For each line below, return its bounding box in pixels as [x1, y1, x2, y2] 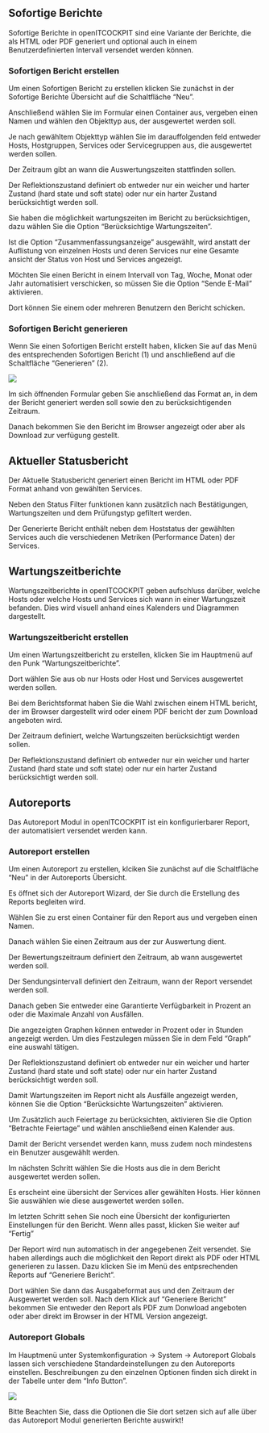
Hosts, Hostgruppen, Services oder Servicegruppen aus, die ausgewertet [8, 140, 252, 150]
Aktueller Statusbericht [8, 453, 129, 467]
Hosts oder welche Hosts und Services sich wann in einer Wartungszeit [8, 595, 246, 604]
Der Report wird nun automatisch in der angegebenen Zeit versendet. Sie [8, 1244, 251, 1254]
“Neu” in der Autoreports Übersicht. [8, 873, 127, 883]
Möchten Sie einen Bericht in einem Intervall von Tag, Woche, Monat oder [8, 270, 253, 280]
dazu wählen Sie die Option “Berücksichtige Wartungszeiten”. [8, 222, 213, 232]
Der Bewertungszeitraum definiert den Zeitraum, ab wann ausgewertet [8, 952, 243, 963]
